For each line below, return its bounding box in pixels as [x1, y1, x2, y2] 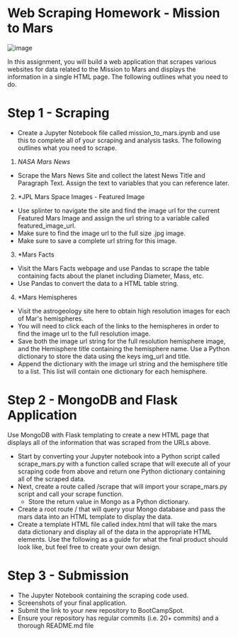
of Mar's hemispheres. [17, 314, 84, 323]
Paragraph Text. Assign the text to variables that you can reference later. [17, 178, 229, 187]
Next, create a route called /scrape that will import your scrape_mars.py [17, 482, 228, 491]
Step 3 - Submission [7, 567, 129, 584]
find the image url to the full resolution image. [17, 329, 151, 338]
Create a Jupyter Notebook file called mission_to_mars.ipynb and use [17, 128, 221, 136]
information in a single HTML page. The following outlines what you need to [7, 73, 228, 81]
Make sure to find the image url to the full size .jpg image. [17, 229, 186, 237]
